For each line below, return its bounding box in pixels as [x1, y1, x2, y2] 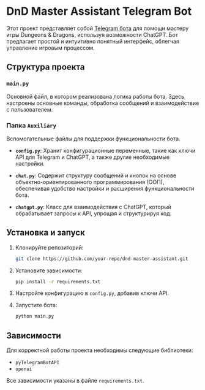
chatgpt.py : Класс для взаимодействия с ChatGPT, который [15, 203, 171, 210]
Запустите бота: [15, 302, 58, 309]
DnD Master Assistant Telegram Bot [6, 4, 192, 18]
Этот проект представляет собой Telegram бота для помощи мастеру [6, 25, 189, 32]
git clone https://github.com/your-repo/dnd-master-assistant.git [15, 256, 188, 262]
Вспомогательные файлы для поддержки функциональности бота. [6, 135, 181, 142]
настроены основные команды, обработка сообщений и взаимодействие [6, 99, 199, 107]
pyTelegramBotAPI [15, 360, 60, 366]
